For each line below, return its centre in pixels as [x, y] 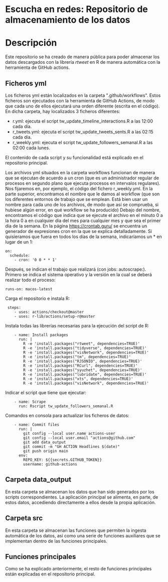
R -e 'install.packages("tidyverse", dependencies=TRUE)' [85, 348]
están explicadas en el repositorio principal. [50, 574]
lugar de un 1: [19, 242]
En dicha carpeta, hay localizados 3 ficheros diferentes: [63, 111]
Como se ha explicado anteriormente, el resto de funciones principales [78, 569]
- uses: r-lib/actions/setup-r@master [55, 316]
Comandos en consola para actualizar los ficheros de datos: [67, 415]
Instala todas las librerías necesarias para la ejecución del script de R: [77, 325]
